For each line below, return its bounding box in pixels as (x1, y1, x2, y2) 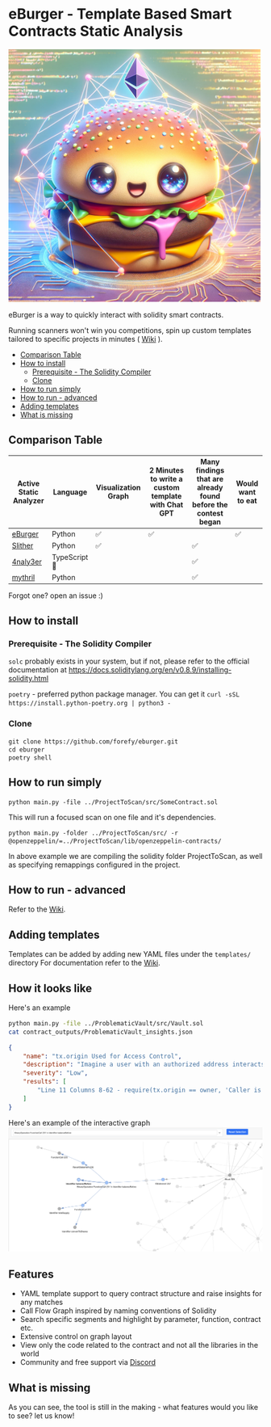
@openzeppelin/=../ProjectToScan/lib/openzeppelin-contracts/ (8, 837, 222, 845)
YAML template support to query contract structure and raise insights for (19, 1289, 262, 1299)
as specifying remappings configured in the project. (8, 860, 181, 869)
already (197, 482, 223, 493)
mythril (11, 572, 35, 582)
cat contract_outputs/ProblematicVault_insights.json (8, 1028, 194, 1036)
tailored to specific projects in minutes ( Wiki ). (8, 334, 163, 343)
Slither (11, 541, 34, 550)
